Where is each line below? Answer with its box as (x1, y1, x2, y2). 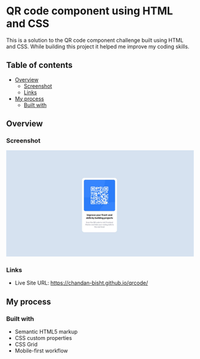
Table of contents (6, 60, 73, 70)
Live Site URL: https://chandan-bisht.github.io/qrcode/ (14, 279, 148, 287)
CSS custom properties (14, 334, 73, 341)
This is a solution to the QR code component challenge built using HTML (6, 36, 184, 44)
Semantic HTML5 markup (14, 328, 78, 335)
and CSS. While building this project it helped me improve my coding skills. (6, 43, 189, 50)
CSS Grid (14, 341, 37, 348)
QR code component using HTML (6, 4, 173, 18)
